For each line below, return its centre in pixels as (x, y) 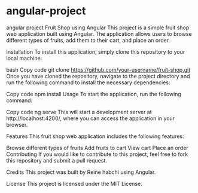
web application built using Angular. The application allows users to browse (99, 33)
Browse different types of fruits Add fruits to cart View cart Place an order (97, 148)
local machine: (24, 58)
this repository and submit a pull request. (57, 160)
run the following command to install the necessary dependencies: (88, 82)
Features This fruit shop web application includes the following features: (95, 136)
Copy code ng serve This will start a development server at (79, 112)
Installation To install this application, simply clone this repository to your (96, 51)
